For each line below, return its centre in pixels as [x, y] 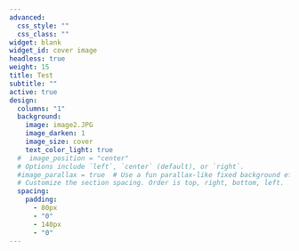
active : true [33, 92]
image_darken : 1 [56, 134]
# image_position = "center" [73, 158]
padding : [41, 200]
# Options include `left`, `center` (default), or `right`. [131, 166]
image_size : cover [59, 142]
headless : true [37, 59]
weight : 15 [29, 68]
